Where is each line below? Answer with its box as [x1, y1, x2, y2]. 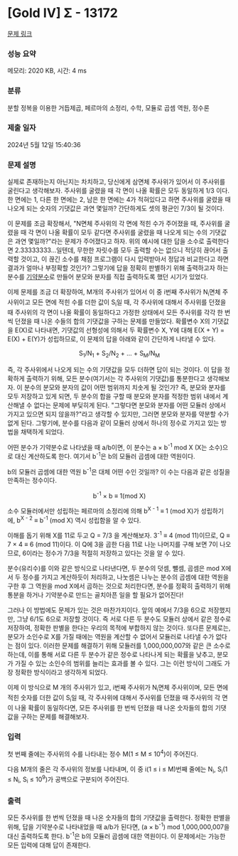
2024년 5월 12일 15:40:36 [7, 140, 81, 149]
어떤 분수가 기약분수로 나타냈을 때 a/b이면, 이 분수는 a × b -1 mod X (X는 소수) [7, 442, 223, 451]
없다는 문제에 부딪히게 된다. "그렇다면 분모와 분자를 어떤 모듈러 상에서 [33, 400, 226, 410]
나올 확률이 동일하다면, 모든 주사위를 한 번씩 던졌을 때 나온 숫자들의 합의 [14, 703, 214, 712]
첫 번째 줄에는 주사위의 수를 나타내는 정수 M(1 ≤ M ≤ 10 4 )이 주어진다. [7, 749, 199, 758]
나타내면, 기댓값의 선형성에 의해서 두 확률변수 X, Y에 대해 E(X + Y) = [34, 326, 225, 334]
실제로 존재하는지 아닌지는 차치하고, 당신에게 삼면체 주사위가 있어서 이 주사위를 [7, 178, 226, 186]
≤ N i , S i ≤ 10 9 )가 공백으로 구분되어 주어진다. [7, 774, 129, 785]
